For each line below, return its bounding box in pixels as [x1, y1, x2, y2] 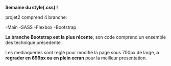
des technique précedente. [5, 39, 62, 46]
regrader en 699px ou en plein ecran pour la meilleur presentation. [5, 55, 147, 61]
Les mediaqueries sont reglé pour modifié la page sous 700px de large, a [5, 50, 159, 55]
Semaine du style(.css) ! [5, 5, 58, 10]
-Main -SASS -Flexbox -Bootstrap [5, 24, 77, 30]
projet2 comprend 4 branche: [5, 14, 67, 20]
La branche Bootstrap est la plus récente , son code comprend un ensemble [5, 34, 166, 40]
